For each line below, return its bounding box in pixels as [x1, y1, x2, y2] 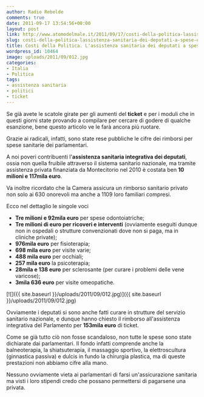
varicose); [15, 272, 41, 279]
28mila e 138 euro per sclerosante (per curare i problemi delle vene [15, 265, 185, 273]
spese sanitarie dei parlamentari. [6, 141, 89, 149]
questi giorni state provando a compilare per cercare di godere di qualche [6, 117, 191, 124]
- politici [6, 88, 34, 94]
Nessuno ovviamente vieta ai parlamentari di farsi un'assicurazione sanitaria [6, 371, 197, 378]
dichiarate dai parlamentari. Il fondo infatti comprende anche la [6, 339, 164, 347]
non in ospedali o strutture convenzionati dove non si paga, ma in [15, 227, 179, 234]
